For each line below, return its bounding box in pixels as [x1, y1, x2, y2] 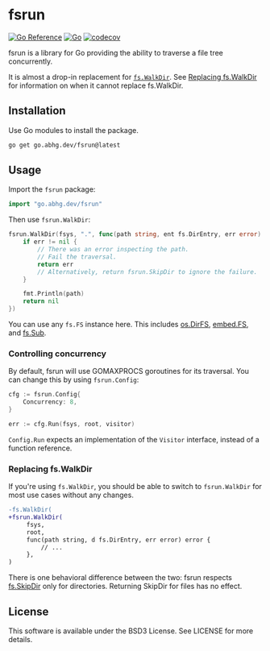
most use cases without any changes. [8, 490, 135, 500]
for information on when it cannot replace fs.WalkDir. [8, 81, 184, 90]
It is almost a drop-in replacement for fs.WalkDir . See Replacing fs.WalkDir [8, 72, 258, 81]
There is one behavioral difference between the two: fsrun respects [8, 573, 232, 583]
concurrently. [8, 56, 53, 66]
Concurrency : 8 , [23, 398, 78, 406]
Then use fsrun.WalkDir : [8, 215, 91, 225]
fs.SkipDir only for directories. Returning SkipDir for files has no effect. [8, 582, 243, 591]
